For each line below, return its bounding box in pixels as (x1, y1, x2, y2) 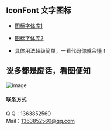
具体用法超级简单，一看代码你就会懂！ (14, 47, 107, 54)
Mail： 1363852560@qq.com (6, 117, 75, 124)
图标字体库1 (14, 22, 43, 29)
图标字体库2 (14, 35, 44, 42)
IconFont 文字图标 (6, 5, 72, 16)
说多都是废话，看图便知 (6, 66, 91, 76)
